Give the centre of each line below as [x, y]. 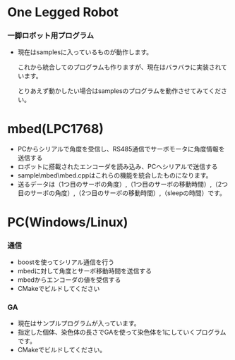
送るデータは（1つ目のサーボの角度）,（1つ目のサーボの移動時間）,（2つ [122, 185]
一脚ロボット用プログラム [50, 36]
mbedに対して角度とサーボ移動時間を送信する [84, 271]
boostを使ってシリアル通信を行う [66, 262]
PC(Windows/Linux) [68, 222]
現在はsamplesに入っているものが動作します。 [85, 52]
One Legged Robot [63, 12]
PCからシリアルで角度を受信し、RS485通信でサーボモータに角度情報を [121, 149]
